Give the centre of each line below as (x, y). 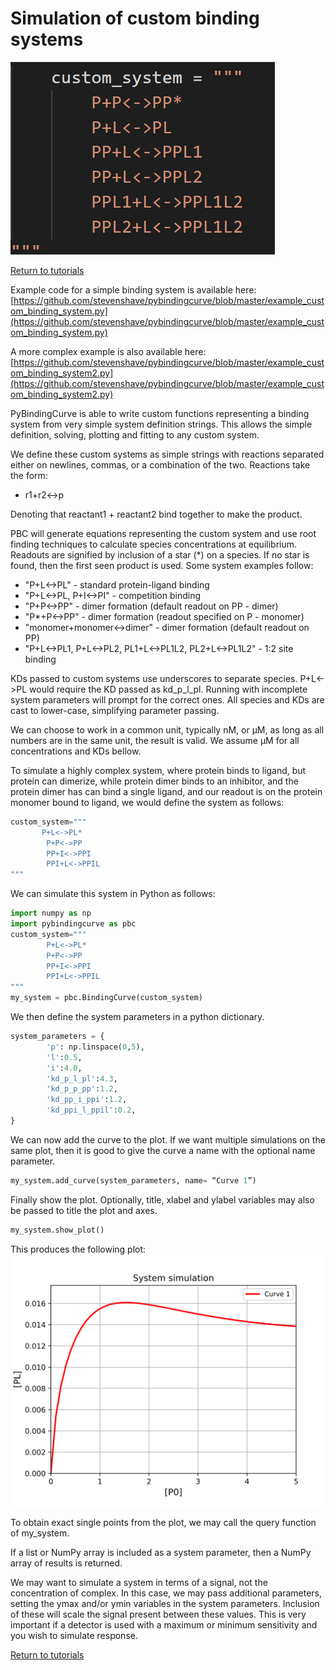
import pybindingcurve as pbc (73, 924)
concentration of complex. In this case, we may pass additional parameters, (166, 1593)
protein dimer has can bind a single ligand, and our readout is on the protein (166, 791)
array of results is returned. (66, 1563)
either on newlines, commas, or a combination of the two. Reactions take (160, 464)
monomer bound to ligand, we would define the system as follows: (147, 802)
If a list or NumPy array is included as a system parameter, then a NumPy (161, 1552)
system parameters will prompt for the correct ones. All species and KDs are (167, 699)
